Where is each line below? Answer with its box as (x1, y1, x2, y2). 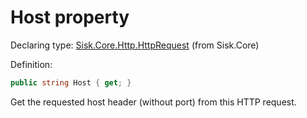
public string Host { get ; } (10, 77, 132, 88)
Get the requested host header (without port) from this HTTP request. (10, 96, 297, 108)
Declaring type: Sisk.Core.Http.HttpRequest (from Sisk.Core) (10, 39, 260, 51)
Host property (10, 6, 130, 29)
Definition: (10, 58, 53, 70)
